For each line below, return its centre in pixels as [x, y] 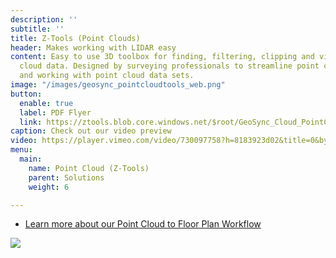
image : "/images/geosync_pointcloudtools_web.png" [118, 85]
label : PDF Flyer [55, 112]
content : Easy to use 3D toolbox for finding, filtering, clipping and [162, 57]
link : [31, 122]
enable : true [46, 103]
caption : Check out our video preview [91, 131]
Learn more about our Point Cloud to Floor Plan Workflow [143, 224]
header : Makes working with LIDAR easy [93, 47]
